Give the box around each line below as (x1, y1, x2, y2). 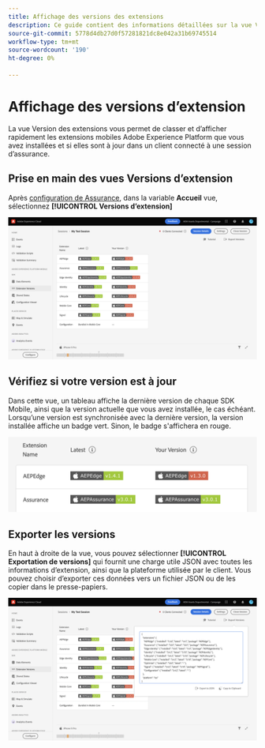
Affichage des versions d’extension (8, 98, 246, 116)
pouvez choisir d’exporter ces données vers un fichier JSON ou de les (8, 573, 237, 584)
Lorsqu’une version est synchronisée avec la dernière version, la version (8, 412, 244, 422)
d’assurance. (8, 148, 50, 158)
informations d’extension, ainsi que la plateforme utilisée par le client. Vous (8, 566, 252, 575)
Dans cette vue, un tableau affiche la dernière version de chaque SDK (8, 396, 235, 405)
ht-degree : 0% (8, 55, 55, 62)
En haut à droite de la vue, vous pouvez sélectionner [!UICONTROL (8, 549, 227, 558)
